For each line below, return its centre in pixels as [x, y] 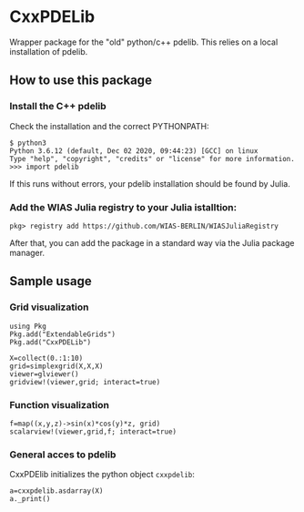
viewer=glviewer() [44, 374]
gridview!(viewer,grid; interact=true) [85, 382]
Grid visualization [49, 307]
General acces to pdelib [63, 455]
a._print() [30, 499]
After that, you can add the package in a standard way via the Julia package [152, 242]
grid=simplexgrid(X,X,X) [56, 366]
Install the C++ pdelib [58, 107]
